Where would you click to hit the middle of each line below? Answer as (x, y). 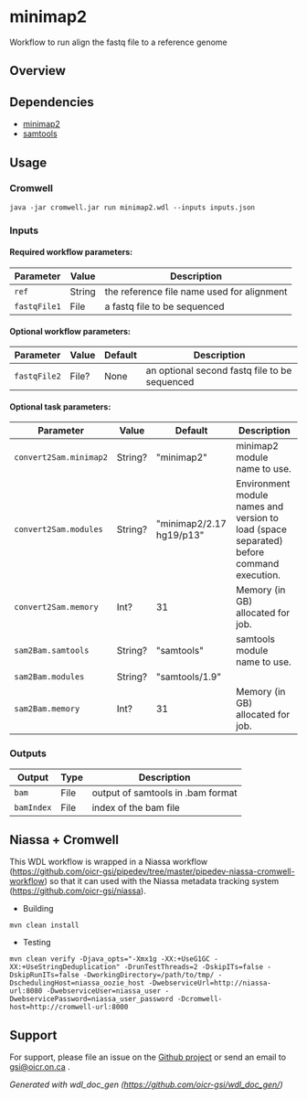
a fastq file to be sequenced (164, 306)
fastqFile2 (37, 376)
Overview (38, 71)
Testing (37, 943)
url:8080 (26, 991)
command (258, 564)
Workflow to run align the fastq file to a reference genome (119, 42)
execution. (259, 575)
